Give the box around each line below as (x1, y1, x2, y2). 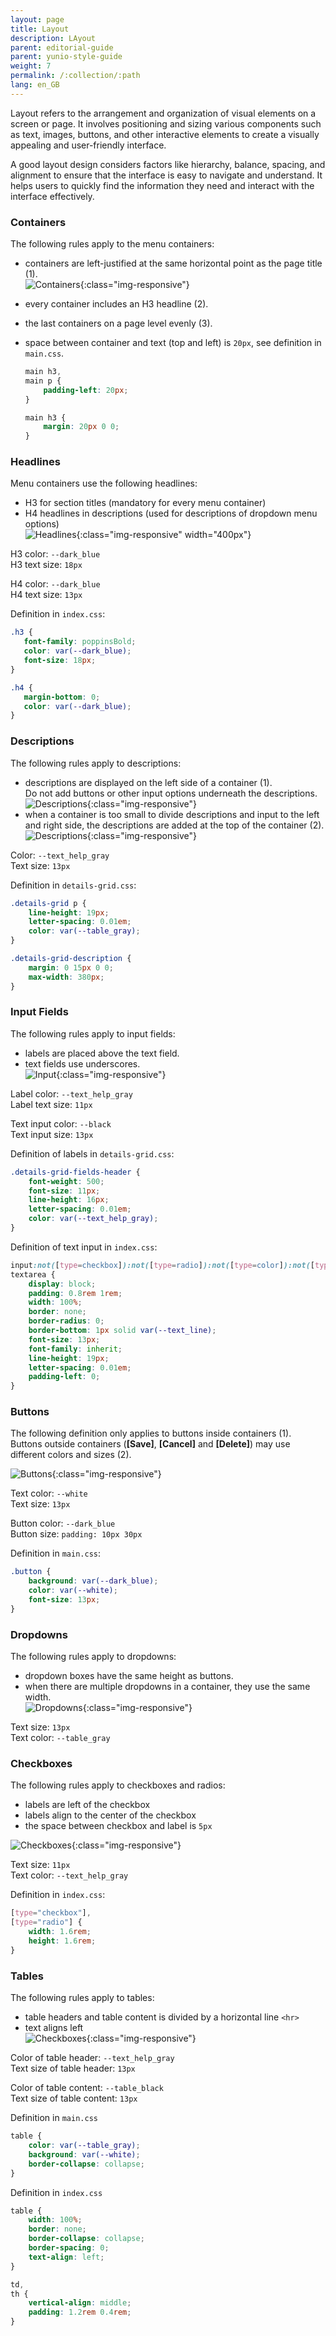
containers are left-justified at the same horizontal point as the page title (24, 257, 323, 270)
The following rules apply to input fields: (10, 1027, 176, 1040)
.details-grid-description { (10, 954, 132, 964)
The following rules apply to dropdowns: (10, 1651, 177, 1663)
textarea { (10, 1269, 56, 1280)
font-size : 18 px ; (23, 656, 97, 666)
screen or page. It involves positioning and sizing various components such (10, 117, 322, 130)
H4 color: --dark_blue (10, 578, 101, 590)
